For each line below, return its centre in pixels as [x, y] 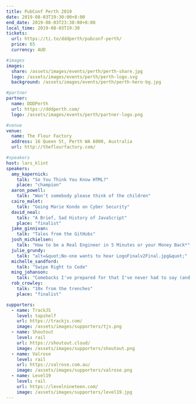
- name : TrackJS [31, 310]
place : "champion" [39, 185]
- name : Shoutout [33, 332]
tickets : [17, 33]
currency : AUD [28, 50]
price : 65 [23, 45]
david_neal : [26, 212]
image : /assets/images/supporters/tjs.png [69, 326]
